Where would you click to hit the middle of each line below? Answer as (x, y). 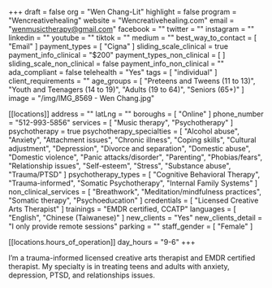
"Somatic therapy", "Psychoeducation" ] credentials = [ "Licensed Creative (134, 200)
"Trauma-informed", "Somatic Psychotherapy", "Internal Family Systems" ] (133, 183)
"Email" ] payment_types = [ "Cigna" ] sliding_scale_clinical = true (119, 46)
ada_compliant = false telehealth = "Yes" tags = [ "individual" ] (113, 72)
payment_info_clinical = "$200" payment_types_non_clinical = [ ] (117, 55)
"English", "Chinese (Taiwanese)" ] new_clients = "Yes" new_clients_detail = (135, 218)
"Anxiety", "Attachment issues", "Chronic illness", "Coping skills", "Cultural (132, 140)
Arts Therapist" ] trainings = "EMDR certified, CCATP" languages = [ (123, 209)
